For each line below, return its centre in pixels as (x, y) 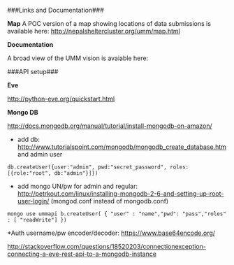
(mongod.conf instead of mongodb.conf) (110, 201)
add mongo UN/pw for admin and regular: (78, 186)
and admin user (40, 154)
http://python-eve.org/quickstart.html (61, 99)
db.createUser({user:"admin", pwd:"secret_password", (87, 167)
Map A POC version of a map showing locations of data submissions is (109, 23)
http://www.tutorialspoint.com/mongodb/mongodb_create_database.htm (122, 147)
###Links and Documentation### (56, 10)
